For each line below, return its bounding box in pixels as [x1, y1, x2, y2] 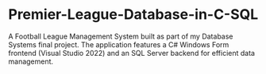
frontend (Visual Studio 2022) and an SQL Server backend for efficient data [8, 48, 256, 57]
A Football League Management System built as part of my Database [8, 31, 233, 41]
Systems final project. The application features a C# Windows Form [8, 39, 229, 49]
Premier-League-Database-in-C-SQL [8, 6, 259, 24]
